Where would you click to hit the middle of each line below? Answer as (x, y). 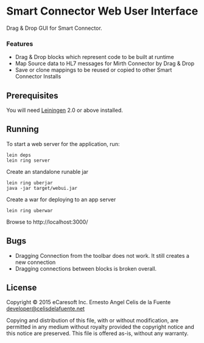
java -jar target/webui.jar (42, 188)
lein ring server (28, 160)
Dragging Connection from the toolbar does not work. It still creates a (102, 255)
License (22, 288)
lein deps (19, 155)
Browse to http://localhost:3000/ (47, 222)
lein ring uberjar (30, 183)
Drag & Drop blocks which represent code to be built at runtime (95, 57)
